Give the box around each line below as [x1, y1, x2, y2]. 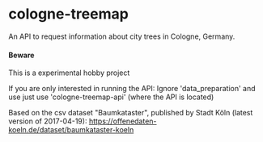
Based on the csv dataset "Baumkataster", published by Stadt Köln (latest [8, 108, 253, 118]
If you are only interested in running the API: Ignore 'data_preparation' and [8, 84, 257, 94]
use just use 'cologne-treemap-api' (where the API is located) [8, 92, 214, 102]
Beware [8, 50, 35, 60]
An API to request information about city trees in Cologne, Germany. [8, 31, 235, 41]
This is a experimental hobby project [8, 68, 130, 77]
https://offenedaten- [88, 116, 157, 126]
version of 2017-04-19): [8, 116, 87, 126]
